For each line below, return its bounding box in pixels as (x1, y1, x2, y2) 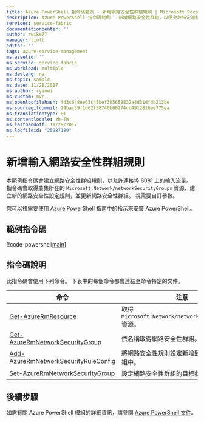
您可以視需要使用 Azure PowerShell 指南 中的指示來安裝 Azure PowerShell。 (6, 205, 195, 212)
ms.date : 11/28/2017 (6, 83, 59, 89)
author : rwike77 (6, 32, 47, 38)
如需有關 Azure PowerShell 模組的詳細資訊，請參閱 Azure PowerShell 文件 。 (6, 409, 197, 417)
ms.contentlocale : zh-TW (6, 116, 69, 122)
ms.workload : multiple (6, 65, 64, 72)
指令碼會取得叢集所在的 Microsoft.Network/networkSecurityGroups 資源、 (6, 184, 190, 191)
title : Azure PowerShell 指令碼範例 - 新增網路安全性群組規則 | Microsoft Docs (6, 9, 199, 15)
